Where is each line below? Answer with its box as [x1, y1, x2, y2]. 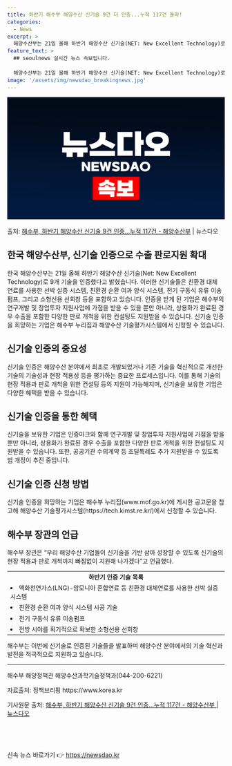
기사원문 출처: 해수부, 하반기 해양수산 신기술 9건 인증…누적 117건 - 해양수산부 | [7, 701, 219, 709]
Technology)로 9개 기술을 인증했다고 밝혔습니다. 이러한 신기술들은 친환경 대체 [7, 277, 218, 286]
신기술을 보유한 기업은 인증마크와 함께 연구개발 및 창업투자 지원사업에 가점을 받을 [7, 430, 225, 439]
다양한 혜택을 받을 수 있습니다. [7, 388, 88, 396]
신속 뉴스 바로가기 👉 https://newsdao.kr [7, 751, 120, 759]
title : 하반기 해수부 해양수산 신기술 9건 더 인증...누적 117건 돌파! [7, 11, 183, 18]
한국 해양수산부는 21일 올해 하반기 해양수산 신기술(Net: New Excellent [7, 269, 197, 277]
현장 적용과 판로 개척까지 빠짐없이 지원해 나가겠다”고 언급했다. [7, 557, 174, 566]
